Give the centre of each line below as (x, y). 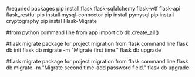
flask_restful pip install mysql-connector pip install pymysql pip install (90, 15)
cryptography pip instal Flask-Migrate (52, 21)
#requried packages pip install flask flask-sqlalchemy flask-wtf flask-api (93, 9)
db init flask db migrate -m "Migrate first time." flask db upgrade (84, 50)
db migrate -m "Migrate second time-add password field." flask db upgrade (97, 68)
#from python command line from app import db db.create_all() (83, 32)
